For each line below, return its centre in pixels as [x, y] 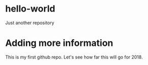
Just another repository [30, 23]
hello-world [30, 9]
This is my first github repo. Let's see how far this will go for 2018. [74, 57]
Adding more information [59, 43]
